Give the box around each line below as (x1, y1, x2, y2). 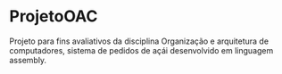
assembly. (9, 54, 47, 65)
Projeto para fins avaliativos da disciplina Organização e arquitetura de (9, 36, 270, 46)
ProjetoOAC (9, 6, 98, 27)
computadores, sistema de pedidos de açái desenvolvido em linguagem (9, 45, 274, 55)
